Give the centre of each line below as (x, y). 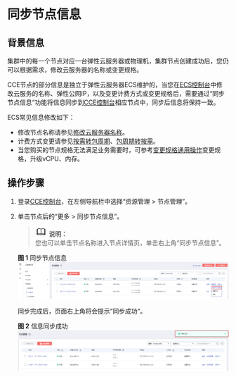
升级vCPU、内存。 (57, 159)
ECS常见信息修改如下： (41, 117)
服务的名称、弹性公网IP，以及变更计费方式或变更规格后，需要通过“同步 (122, 93)
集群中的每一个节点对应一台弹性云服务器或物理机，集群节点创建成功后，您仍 (118, 61)
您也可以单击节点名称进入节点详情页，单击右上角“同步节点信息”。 (130, 242)
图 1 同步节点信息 (42, 257)
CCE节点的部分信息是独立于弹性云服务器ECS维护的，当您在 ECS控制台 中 (112, 85)
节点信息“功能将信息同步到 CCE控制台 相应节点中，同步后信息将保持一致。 (113, 102)
